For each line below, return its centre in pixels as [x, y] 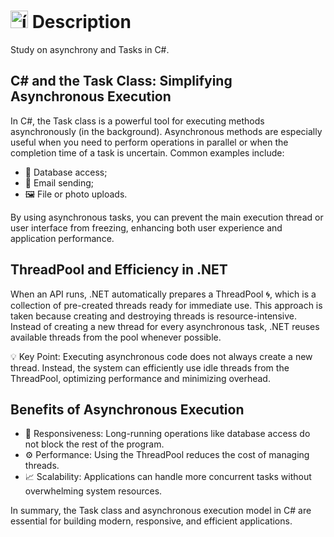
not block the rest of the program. [94, 444]
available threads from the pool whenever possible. [116, 337]
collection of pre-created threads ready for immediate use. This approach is [166, 305]
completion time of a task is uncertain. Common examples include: [147, 152]
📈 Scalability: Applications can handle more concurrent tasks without [168, 477]
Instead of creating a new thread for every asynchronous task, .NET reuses [165, 326]
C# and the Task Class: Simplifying [121, 81]
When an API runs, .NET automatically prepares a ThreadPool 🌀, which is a [163, 294]
